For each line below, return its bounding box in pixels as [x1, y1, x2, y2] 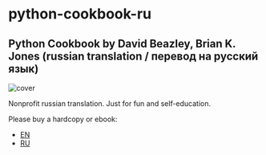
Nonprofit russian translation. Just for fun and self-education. [8, 99, 212, 108]
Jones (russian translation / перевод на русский [8, 49, 259, 63]
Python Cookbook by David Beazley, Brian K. [8, 37, 236, 51]
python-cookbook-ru [8, 5, 152, 23]
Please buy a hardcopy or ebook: [8, 114, 118, 124]
